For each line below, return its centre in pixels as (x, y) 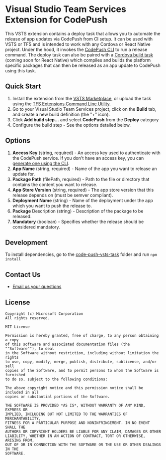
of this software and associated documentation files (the (68, 344)
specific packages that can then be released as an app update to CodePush (83, 65)
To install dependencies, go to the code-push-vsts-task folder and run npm (81, 254)
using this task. (21, 70)
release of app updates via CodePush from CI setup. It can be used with (79, 39)
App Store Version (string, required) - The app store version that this (83, 190)
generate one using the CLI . (41, 163)
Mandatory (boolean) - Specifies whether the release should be (78, 222)
